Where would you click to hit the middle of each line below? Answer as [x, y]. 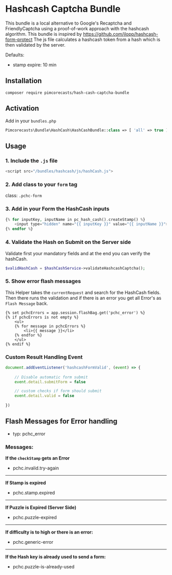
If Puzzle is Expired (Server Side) [41, 507]
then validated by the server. [35, 45]
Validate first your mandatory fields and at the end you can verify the [78, 253]
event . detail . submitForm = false [50, 382]
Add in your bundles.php [31, 120]
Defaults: [15, 55]
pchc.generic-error [33, 542]
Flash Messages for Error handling [61, 422]
